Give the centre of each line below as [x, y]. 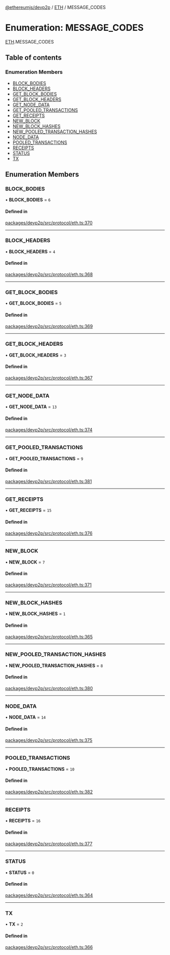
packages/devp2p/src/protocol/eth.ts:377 [49, 844]
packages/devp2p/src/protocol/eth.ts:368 [49, 274]
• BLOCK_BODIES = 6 [28, 200]
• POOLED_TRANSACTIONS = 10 [40, 769]
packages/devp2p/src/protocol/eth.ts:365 [49, 636]
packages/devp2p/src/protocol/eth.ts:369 [49, 326]
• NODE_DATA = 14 [26, 717]
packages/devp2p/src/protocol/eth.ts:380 [49, 689]
